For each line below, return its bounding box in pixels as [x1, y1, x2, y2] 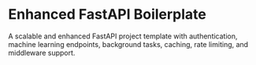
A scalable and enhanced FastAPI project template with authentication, [8, 31, 238, 41]
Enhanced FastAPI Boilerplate [8, 5, 207, 23]
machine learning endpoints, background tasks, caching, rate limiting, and [8, 39, 249, 49]
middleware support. [8, 48, 76, 57]
